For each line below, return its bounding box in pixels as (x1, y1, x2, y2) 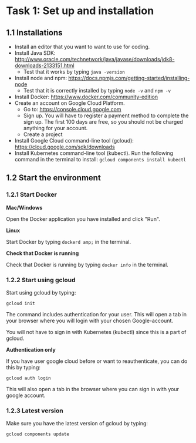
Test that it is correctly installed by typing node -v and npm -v (23, 87, 171, 94)
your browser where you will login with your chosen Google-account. (6, 317, 173, 324)
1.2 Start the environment (6, 173, 101, 183)
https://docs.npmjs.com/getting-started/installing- (68, 75, 190, 81)
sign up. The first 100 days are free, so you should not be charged (23, 118, 183, 125)
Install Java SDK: (14, 49, 56, 57)
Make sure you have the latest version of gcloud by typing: (6, 420, 148, 427)
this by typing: (6, 363, 41, 371)
